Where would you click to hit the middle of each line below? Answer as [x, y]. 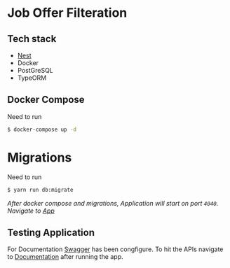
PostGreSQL [35, 70]
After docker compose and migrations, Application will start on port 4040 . [113, 203]
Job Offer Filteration [67, 13]
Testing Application [51, 232]
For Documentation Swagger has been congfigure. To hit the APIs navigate [115, 249]
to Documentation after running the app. [65, 257]
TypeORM [32, 78]
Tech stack [32, 39]
